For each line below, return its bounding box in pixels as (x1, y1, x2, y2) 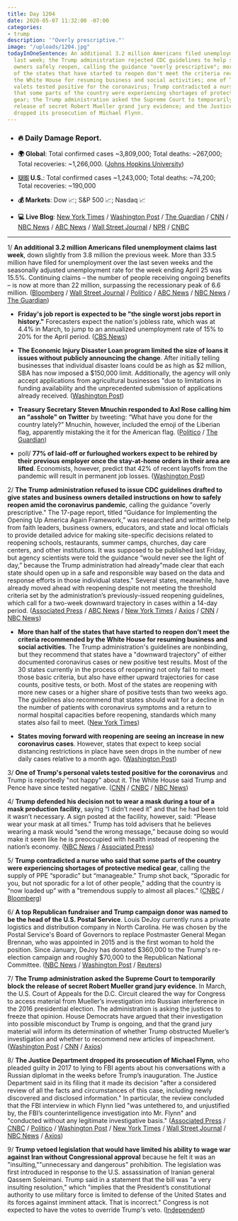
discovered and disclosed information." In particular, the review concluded (7, 1094, 225, 1102)
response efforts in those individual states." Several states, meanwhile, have (7, 576, 230, 585)
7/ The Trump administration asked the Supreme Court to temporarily (7, 975, 216, 983)
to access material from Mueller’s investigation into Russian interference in (7, 997, 225, 1006)
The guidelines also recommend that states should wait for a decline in (17, 695, 225, 704)
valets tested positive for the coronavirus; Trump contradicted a (13, 83, 217, 90)
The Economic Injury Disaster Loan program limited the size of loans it (17, 346, 229, 355)
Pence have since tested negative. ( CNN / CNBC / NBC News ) (7, 783, 189, 792)
